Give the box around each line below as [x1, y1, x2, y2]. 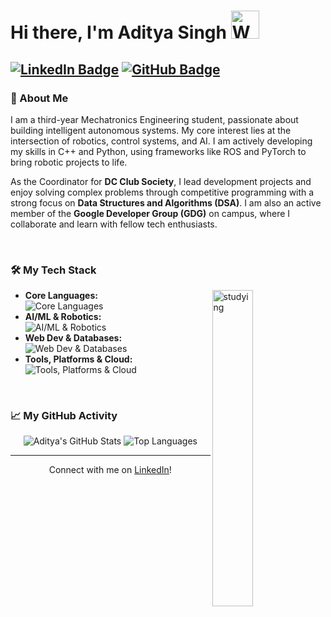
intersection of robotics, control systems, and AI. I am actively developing [10, 135, 313, 147]
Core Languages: [24, 290, 98, 302]
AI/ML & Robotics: [24, 311, 102, 323]
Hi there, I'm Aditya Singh [10, 21, 227, 44]
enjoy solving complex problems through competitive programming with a [10, 186, 315, 198]
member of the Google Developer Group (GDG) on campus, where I [10, 207, 291, 219]
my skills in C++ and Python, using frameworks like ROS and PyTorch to [10, 145, 307, 157]
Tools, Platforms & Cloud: [24, 353, 133, 365]
